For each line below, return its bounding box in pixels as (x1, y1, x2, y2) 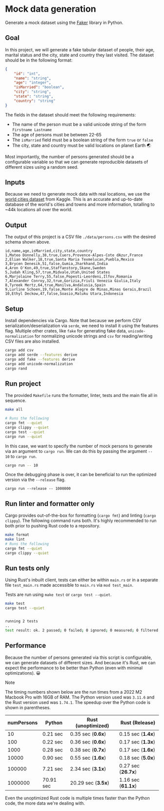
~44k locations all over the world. (5, 207, 73, 213)
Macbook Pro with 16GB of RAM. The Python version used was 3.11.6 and (5, 694, 155, 700)
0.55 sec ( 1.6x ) (70, 754, 106, 761)
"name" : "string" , (14, 76, 51, 81)
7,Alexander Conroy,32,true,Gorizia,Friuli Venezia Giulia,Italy (5, 279, 141, 284)
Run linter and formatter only (5, 500, 95, 508)
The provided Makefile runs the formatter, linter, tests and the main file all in (5, 393, 158, 398)
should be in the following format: (5, 57, 73, 63)
